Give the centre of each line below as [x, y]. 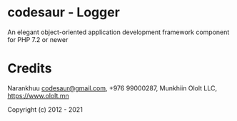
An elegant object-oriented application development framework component [118, 32]
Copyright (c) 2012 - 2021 [45, 109]
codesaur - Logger [64, 12]
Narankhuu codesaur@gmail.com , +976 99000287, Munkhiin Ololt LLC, [112, 88]
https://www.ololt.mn [38, 95]
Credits [30, 69]
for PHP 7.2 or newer [38, 39]
